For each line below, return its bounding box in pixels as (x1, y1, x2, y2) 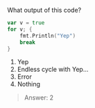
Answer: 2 (24, 93, 54, 102)
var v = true (7, 20, 45, 26)
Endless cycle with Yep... (17, 65, 89, 74)
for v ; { (7, 26, 33, 33)
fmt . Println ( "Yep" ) (19, 32, 76, 39)
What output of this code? (7, 6, 82, 14)
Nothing (17, 80, 40, 88)
